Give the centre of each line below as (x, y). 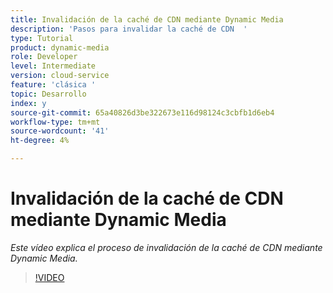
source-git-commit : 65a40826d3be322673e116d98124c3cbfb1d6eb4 (142, 112)
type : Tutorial (42, 38)
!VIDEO (49, 277)
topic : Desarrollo (48, 94)
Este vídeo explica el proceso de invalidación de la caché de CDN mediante (166, 247)
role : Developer (44, 57)
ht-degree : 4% (40, 141)
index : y (28, 103)
